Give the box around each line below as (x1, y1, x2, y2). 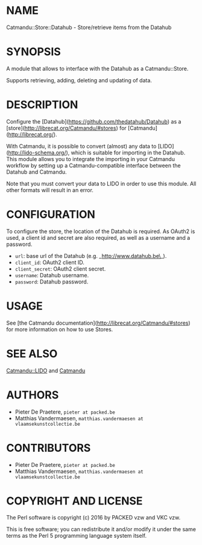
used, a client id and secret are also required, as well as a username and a (6, 234, 191, 241)
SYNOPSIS (6, 45, 62, 59)
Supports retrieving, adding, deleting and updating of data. (6, 76, 153, 84)
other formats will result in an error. (6, 186, 93, 194)
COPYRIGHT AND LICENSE (6, 494, 143, 507)
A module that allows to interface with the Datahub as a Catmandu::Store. (6, 65, 189, 72)
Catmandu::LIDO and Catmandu (6, 367, 86, 374)
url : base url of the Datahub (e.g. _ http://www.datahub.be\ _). (14, 252, 167, 259)
